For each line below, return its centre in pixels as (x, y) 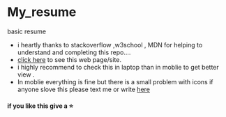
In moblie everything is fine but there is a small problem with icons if (115, 81)
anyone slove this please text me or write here (83, 89)
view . (26, 75)
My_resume (42, 12)
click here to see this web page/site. (69, 59)
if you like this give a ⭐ (40, 106)
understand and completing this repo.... (74, 52)
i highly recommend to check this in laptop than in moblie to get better (118, 67)
